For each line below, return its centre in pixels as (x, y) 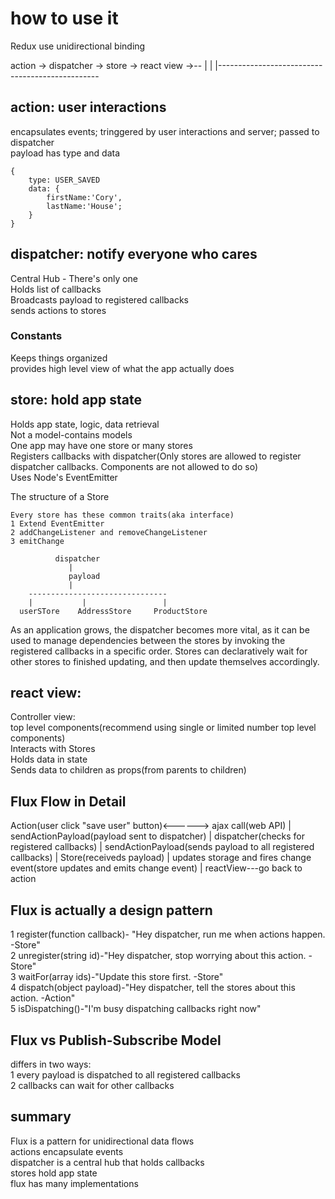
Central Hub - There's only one (74, 278)
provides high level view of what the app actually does (122, 368)
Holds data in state (49, 759)
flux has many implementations (74, 1183)
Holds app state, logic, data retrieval (85, 424)
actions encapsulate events (67, 1151)
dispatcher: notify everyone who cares (134, 254)
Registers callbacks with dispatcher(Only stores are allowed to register (156, 456)
